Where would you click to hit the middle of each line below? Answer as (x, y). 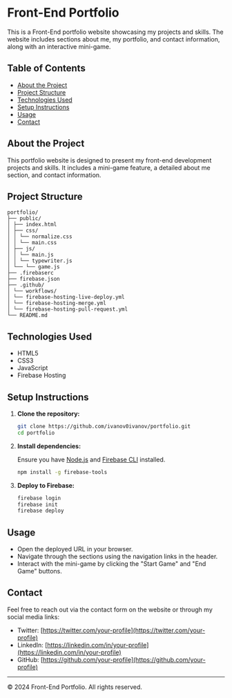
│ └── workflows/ (32, 291)
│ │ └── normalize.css (40, 237)
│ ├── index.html (32, 225)
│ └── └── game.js (33, 267)
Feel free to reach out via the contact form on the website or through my (110, 609)
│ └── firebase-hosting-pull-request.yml (68, 309)
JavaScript (32, 368)
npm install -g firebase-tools (62, 472)
